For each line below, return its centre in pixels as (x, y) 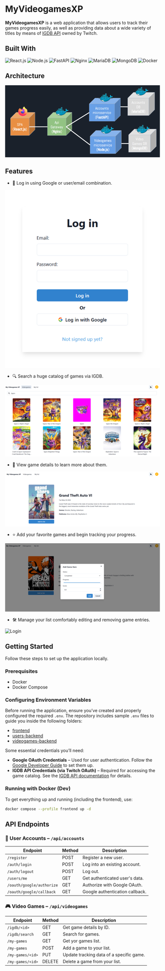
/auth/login (19, 865)
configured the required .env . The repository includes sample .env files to (80, 716)
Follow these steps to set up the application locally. (57, 658)
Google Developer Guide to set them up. (53, 765)
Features (19, 171)
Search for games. (81, 934)
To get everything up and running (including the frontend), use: (69, 799)
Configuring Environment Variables (48, 700)
